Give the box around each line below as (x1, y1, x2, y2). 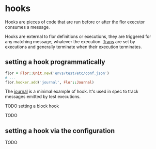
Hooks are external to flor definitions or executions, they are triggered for (5, 33, 152, 39)
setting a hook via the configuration (5, 127, 115, 135)
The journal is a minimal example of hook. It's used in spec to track (5, 88, 139, 95)
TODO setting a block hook (5, 103, 59, 109)
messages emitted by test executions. (5, 94, 81, 99)
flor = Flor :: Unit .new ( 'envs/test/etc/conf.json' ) (5, 71, 109, 76)
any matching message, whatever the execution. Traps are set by (5, 38, 136, 44)
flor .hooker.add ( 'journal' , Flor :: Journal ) (5, 80, 94, 85)
